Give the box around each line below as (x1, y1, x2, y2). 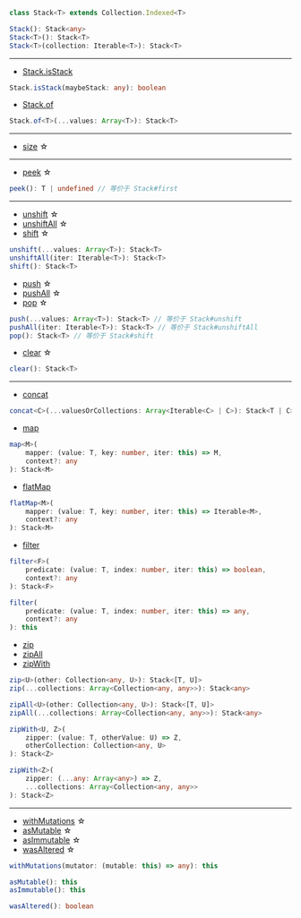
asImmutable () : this (9, 886, 87, 895)
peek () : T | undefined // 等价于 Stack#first (9, 184, 178, 193)
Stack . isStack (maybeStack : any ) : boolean (9, 83, 167, 92)
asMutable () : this (9, 878, 78, 887)
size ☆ (21, 142, 48, 152)
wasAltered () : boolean (9, 902, 94, 911)
